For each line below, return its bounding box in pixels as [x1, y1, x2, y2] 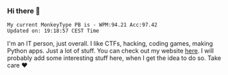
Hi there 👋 [7, 6, 41, 16]
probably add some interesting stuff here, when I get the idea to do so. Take [7, 54, 221, 62]
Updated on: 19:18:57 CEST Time [7, 27, 99, 35]
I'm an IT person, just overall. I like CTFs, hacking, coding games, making [7, 40, 214, 48]
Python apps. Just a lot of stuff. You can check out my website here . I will [7, 47, 214, 55]
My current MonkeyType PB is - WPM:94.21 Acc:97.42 [7, 22, 157, 29]
